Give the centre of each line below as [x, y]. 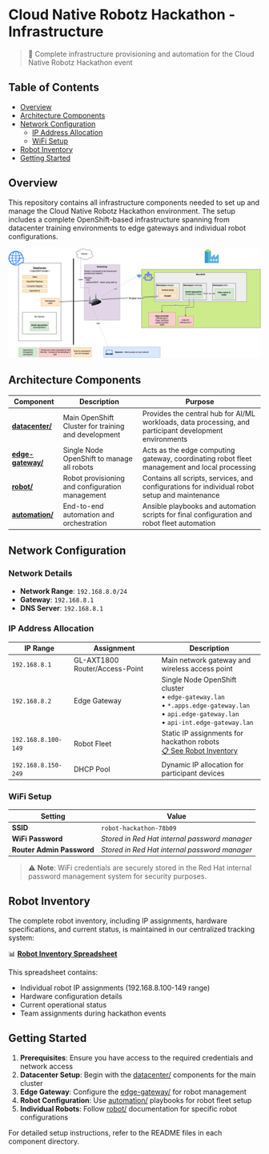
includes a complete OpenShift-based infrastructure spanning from [119, 219]
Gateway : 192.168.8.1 [57, 599]
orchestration [85, 523]
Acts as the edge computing [189, 450]
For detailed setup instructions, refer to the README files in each [115, 1132]
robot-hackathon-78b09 [139, 828]
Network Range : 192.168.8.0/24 [74, 591]
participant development [183, 431]
